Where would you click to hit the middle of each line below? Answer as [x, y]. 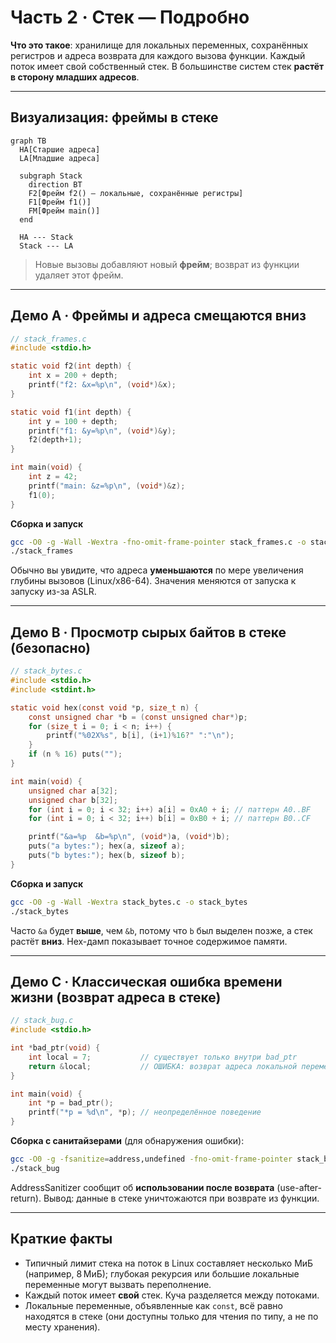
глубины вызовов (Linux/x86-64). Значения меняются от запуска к [153, 581]
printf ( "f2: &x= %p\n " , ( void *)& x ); [102, 385]
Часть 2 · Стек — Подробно [130, 17]
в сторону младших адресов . [75, 77]
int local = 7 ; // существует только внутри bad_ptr [163, 1057]
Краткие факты [61, 1239]
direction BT [55, 184]
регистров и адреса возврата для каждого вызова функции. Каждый [158, 55]
